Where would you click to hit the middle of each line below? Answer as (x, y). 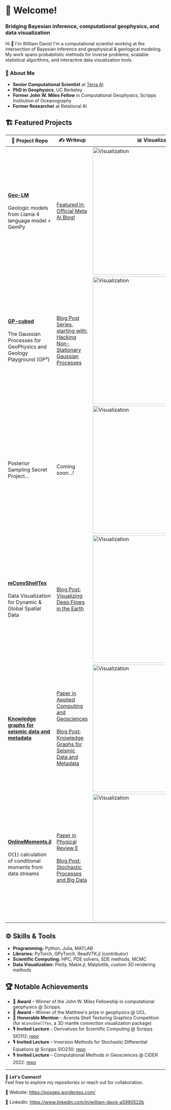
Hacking (66, 337)
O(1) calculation (27, 854)
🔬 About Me (20, 73)
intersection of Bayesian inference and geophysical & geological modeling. (83, 49)
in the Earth (70, 609)
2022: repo (24, 1063)
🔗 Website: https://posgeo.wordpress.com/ (50, 1092)
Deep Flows (70, 602)
